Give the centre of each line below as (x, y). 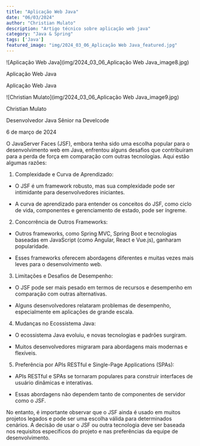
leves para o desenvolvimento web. (59, 264)
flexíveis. (26, 353)
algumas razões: (27, 162)
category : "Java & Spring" (40, 34)
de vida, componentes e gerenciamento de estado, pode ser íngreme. (101, 210)
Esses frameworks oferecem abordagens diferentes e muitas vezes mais (104, 258)
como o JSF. (30, 400)
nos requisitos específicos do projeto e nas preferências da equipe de (92, 431)
